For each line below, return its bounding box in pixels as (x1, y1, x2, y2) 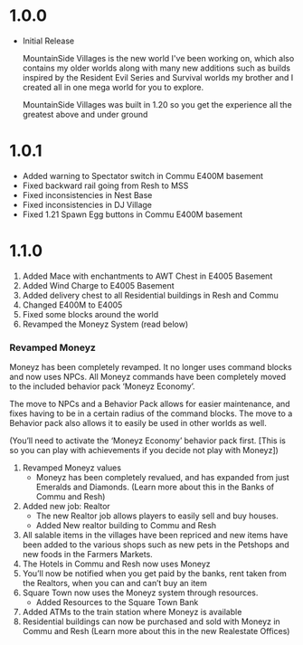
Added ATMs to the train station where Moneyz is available (22, 607, 242, 618)
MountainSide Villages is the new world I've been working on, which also (22, 52, 295, 63)
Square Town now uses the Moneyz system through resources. (22, 587, 259, 598)
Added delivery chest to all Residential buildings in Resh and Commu (22, 289, 279, 300)
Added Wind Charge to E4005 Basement (22, 280, 175, 290)
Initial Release (22, 35, 75, 46)
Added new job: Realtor (22, 501, 110, 512)
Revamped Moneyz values (22, 462, 122, 473)
